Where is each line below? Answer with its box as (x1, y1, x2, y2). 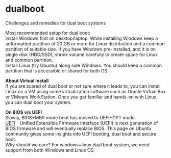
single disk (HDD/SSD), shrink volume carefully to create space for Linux (5, 51, 158, 58)
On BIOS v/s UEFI (5, 109, 42, 115)
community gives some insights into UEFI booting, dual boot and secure (5, 130, 157, 137)
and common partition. (5, 57, 53, 63)
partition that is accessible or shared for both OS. (5, 67, 109, 74)
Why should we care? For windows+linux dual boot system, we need (5, 141, 150, 148)
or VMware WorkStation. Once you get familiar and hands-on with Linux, (5, 94, 158, 100)
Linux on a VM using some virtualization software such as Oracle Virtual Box (5, 88, 166, 94)
